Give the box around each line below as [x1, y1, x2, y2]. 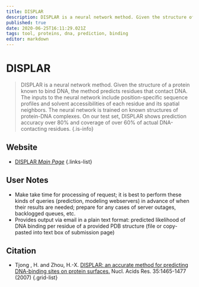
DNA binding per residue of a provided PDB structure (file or [14, 222, 162, 230]
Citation [6, 246, 37, 256]
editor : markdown [6, 36, 49, 42]
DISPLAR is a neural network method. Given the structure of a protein [20, 81, 190, 88]
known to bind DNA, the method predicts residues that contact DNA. [20, 87, 188, 95]
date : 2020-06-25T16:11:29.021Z [6, 25, 86, 31]
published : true [6, 20, 46, 25]
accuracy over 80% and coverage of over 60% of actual [20, 119, 159, 126]
